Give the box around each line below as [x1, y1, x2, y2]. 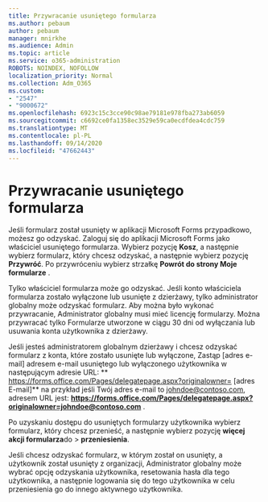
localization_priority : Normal [8, 72, 113, 80]
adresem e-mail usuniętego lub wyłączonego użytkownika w [26, 359, 228, 369]
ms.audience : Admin [8, 42, 74, 50]
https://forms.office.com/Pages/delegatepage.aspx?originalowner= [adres [8, 376, 255, 386]
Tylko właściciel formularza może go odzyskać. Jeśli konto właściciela [8, 284, 241, 293]
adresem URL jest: [8, 393, 70, 403]
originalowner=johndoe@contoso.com [8, 402, 142, 412]
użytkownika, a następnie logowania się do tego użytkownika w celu [8, 476, 235, 486]
